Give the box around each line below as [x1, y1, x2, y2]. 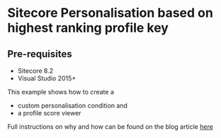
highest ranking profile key [7, 20, 169, 36]
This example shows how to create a [7, 88, 115, 96]
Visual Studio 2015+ [17, 74, 76, 82]
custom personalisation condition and [17, 101, 127, 110]
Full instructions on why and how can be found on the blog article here [7, 123, 214, 131]
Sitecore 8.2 [17, 67, 54, 75]
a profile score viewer [17, 109, 81, 117]
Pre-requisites [7, 48, 72, 60]
